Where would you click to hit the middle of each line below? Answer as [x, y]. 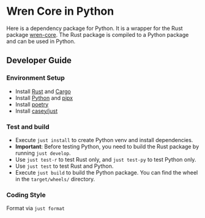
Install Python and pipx [44, 98]
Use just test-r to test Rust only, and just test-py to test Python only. [106, 159]
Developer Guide [39, 60]
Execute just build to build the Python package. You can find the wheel [106, 172]
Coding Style [26, 195]
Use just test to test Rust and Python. [64, 166]
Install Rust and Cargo [43, 91]
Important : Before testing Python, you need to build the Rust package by [107, 146]
